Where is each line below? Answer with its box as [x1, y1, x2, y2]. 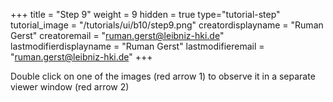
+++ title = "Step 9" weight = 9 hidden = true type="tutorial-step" [10, 9, 281, 20]
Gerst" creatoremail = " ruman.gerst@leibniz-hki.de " [10, 30, 225, 41]
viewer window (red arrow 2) [10, 81, 130, 93]
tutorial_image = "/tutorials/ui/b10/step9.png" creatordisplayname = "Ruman [10, 19, 324, 31]
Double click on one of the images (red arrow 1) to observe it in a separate [10, 70, 316, 82]
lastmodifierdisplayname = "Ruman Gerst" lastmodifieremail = [10, 40, 265, 52]
